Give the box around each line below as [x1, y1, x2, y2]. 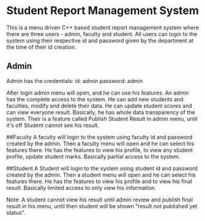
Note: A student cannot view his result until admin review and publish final [6, 196, 193, 203]
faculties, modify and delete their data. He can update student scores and [6, 102, 193, 109]
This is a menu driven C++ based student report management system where [6, 24, 199, 31]
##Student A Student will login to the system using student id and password [6, 164, 198, 172]
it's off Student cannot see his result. [6, 121, 100, 129]
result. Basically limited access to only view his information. [6, 184, 157, 191]
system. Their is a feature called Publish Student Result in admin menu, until [6, 115, 198, 122]
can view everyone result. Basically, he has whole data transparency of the [6, 108, 195, 116]
